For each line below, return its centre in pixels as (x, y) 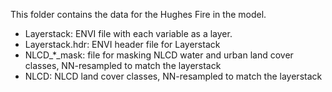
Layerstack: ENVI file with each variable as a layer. (128, 33)
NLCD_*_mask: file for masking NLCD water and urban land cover (159, 55)
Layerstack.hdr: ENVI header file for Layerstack (122, 44)
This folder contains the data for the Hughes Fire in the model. (138, 14)
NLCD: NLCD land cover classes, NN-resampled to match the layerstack (173, 76)
